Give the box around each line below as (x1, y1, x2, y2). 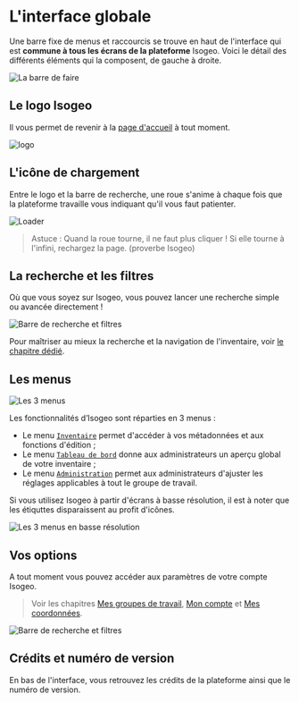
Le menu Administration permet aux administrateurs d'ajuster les (21, 468, 263, 479)
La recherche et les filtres (9, 268, 154, 283)
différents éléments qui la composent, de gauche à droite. (9, 55, 221, 65)
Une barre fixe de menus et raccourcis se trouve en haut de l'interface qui (9, 36, 282, 47)
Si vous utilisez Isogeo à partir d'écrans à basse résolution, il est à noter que (9, 495, 290, 506)
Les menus (9, 371, 71, 386)
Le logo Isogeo (9, 98, 93, 114)
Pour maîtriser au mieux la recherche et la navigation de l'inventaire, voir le (9, 336, 284, 347)
